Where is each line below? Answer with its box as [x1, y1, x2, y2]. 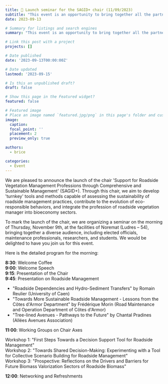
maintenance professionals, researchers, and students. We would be [5, 235, 146, 241]
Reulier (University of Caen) [12, 290, 70, 296]
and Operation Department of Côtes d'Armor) [12, 306, 106, 312]
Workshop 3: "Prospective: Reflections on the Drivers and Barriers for [5, 358, 149, 364]
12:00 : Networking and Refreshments [5, 373, 83, 379]
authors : [5, 145, 23, 150]
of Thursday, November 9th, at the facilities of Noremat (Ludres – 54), [5, 224, 149, 230]
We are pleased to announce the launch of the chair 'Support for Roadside [5, 177, 158, 183]
